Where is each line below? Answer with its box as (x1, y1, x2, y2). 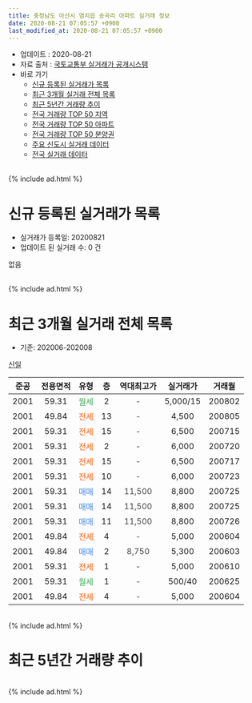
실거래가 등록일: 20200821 (19, 233, 106, 243)
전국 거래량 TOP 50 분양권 (31, 130, 114, 139)
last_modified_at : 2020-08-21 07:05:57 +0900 (8, 26, 162, 34)
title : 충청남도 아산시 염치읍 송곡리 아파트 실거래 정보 (8, 11, 170, 20)
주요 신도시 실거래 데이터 (31, 139, 110, 149)
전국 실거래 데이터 (31, 150, 88, 159)
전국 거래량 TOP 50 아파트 (31, 119, 114, 129)
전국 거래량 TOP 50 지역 (31, 110, 108, 119)
